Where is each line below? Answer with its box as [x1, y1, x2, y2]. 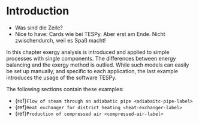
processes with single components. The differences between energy [6, 55, 176, 62]
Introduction [6, 4, 70, 18]
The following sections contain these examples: [6, 85, 124, 92]
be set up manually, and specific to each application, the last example [6, 67, 179, 74]
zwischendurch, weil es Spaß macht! [14, 37, 106, 44]
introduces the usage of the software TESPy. [6, 74, 117, 81]
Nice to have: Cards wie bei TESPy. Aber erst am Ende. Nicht [14, 30, 166, 37]
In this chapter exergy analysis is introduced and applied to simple [6, 48, 170, 55]
